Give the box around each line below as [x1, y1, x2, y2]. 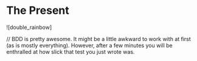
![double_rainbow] [6, 24, 52, 31]
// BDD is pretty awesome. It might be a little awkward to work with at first [6, 35, 192, 42]
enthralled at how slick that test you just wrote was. [6, 48, 135, 55]
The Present [6, 4, 70, 18]
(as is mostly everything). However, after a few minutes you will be [6, 42, 173, 49]
